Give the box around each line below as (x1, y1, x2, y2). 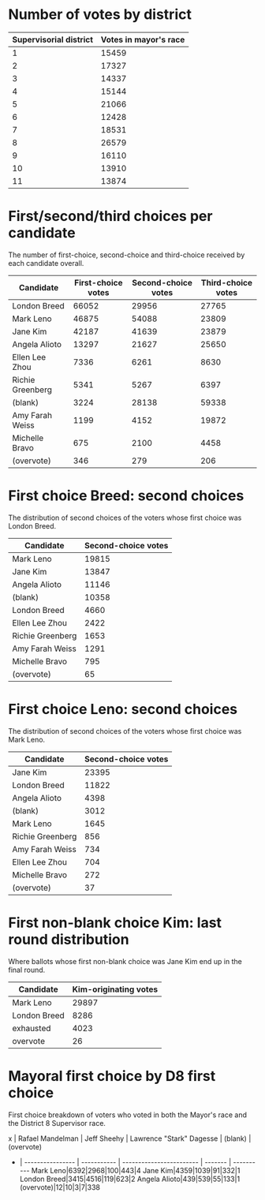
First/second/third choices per (8, 207, 213, 226)
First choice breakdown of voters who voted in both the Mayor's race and (8, 1110, 247, 1120)
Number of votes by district (8, 6, 192, 24)
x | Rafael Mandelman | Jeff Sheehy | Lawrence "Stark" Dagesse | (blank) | (8, 1134, 252, 1143)
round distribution (8, 930, 129, 948)
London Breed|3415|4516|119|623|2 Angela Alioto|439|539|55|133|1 (19, 1174, 241, 1183)
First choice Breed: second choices (8, 487, 244, 505)
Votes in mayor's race (100, 34, 185, 45)
